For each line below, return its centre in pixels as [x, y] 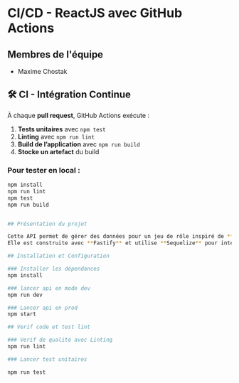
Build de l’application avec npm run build [79, 144]
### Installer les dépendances [54, 269]
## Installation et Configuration [59, 256]
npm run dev [25, 295]
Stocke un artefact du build [58, 151]
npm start [22, 314]
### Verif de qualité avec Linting [60, 340]
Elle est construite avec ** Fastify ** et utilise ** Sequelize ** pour [113, 243]
